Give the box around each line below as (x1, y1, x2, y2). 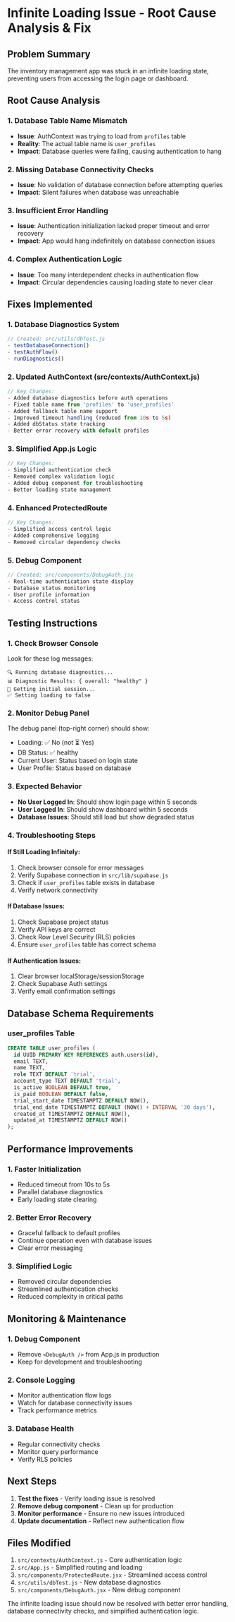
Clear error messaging (17, 1244, 83, 1252)
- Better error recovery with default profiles (7, 427, 150, 435)
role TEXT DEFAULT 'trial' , (13, 1071, 96, 1078)
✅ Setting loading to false (7, 692, 91, 699)
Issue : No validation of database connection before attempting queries (17, 180, 224, 188)
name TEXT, (13, 1064, 46, 1071)
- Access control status (7, 598, 80, 605)
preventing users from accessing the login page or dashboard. (7, 74, 189, 83)
